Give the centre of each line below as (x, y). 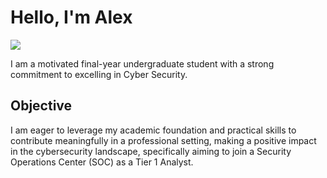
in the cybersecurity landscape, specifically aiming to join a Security (151, 151)
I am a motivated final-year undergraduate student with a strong (142, 63)
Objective (41, 106)
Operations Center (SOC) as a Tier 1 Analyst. (102, 162)
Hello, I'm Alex (71, 17)
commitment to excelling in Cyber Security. (99, 74)
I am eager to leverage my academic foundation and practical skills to (153, 130)
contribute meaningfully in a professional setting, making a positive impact (163, 140)
